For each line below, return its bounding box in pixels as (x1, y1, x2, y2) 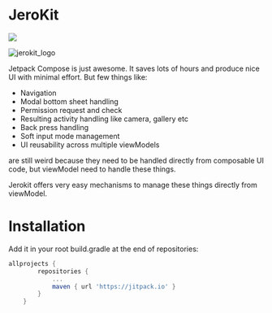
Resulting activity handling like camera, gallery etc (19, 114, 189, 124)
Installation (8, 217, 86, 236)
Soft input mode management (19, 131, 120, 141)
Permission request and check (19, 105, 123, 115)
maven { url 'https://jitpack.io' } (51, 282, 176, 290)
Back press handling (19, 122, 89, 132)
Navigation (19, 88, 57, 98)
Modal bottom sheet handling (19, 96, 119, 107)
